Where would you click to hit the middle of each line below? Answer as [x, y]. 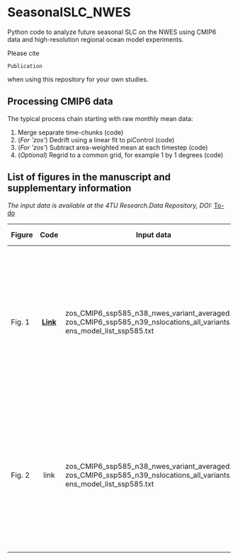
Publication [25, 66]
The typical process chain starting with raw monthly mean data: [100, 118]
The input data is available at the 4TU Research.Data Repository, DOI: [110, 205]
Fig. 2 [21, 475]
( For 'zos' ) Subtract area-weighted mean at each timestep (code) [113, 147]
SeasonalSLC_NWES [69, 12]
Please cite [23, 53]
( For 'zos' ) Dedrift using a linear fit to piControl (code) [96, 139]
